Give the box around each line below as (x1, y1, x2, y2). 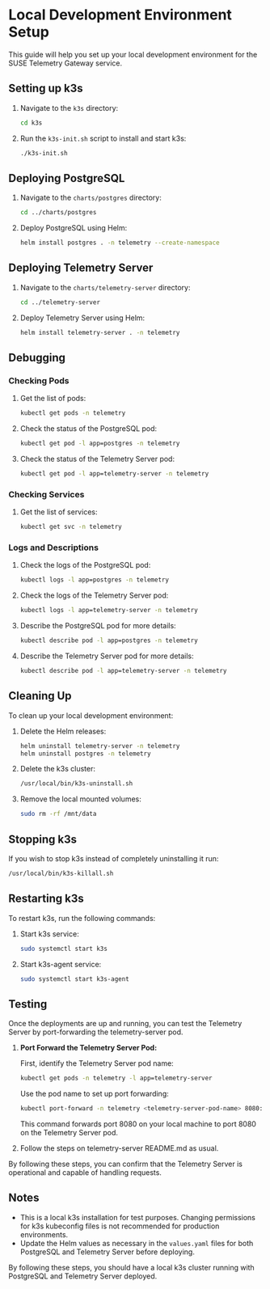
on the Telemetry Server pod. (19, 1128, 119, 1138)
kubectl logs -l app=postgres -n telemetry (19, 576, 170, 584)
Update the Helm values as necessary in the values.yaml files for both (19, 1238, 254, 1248)
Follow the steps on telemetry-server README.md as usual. (19, 1143, 219, 1153)
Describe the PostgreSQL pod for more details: (19, 621, 176, 631)
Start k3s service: (19, 928, 79, 939)
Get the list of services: (19, 507, 98, 517)
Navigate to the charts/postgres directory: (19, 192, 162, 203)
